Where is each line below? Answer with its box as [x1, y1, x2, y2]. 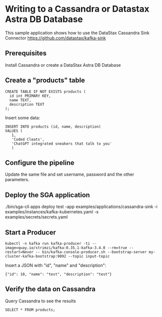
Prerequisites [5, 49, 47, 57]
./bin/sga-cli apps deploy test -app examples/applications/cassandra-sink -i [5, 204, 158, 210]
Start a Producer [5, 228, 56, 237]
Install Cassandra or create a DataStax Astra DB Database [5, 62, 121, 68]
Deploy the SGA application [5, 191, 90, 199]
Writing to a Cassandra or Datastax [5, 3, 149, 15]
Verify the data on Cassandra [5, 285, 96, 293]
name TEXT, [9, 97, 32, 103]
